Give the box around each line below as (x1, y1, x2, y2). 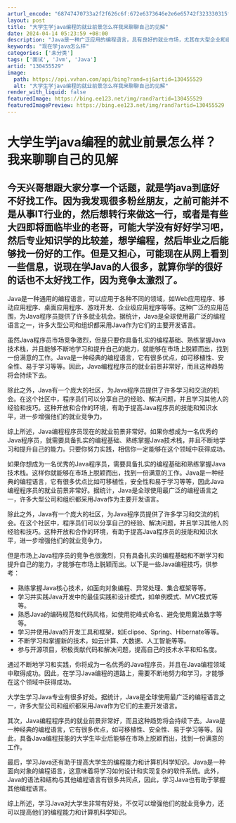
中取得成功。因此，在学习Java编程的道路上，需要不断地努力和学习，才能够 (7, 669, 225, 677)
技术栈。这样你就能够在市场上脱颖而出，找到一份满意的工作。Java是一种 (7, 468, 218, 477)
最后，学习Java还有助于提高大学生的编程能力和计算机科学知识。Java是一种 (7, 758, 226, 766)
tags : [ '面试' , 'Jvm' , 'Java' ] (7, 56, 97, 63)
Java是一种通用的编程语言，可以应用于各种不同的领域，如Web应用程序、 (7, 294, 219, 302)
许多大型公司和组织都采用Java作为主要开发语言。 (19, 495, 163, 503)
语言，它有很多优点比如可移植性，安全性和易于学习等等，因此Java (31, 477, 225, 485)
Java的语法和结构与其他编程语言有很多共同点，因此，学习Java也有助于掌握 (7, 775, 226, 784)
